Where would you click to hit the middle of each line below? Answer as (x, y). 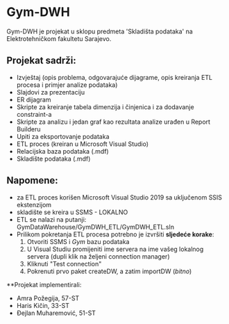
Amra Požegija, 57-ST (48, 298)
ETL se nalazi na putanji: (51, 219)
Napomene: (32, 180)
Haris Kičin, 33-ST (43, 305)
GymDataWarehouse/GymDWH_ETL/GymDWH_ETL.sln (95, 227)
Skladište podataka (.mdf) (53, 159)
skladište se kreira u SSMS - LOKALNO (72, 212)
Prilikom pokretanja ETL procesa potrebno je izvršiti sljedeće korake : (115, 234)
